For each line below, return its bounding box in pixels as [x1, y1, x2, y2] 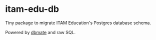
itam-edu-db [5, 3, 59, 15]
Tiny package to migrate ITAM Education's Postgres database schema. [5, 20, 151, 26]
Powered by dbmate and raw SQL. [5, 29, 76, 35]
